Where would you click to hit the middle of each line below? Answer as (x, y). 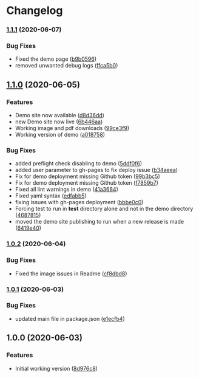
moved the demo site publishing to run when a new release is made (99, 222)
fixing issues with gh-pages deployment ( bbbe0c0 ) (79, 202)
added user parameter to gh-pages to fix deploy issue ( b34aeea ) (96, 170)
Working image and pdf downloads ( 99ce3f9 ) (72, 128)
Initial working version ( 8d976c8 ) (56, 368)
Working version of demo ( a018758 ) (60, 135)
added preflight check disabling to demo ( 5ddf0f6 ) (79, 163)
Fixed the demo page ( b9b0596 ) (56, 59)
